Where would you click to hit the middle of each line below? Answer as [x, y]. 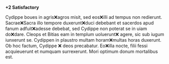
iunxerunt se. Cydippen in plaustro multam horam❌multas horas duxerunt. [83, 40]
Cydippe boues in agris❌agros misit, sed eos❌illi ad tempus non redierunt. [84, 17]
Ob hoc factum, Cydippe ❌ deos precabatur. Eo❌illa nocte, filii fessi [76, 46]
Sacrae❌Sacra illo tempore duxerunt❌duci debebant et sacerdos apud [80, 23]
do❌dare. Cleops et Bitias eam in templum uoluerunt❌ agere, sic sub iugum [85, 34]
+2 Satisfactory [22, 7]
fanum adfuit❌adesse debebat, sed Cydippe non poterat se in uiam [76, 28]
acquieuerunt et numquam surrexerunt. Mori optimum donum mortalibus [82, 51]
